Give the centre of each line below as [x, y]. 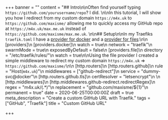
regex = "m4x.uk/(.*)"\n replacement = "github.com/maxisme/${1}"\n [77, 87]
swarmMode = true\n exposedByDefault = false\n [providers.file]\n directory [84, 50]
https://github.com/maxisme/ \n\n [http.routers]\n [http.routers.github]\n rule [84, 66]
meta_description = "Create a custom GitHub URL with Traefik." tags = [78, 98]
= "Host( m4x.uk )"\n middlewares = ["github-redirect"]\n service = [73, 71]
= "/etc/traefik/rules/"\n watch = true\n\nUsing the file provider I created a [82, 55]
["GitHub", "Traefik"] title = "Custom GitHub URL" [56, 103]
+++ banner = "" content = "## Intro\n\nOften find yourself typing [73, 7]
